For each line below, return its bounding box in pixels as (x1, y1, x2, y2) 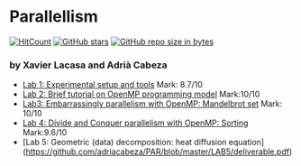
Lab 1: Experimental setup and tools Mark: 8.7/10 (22, 79, 203, 90)
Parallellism (9, 6, 99, 27)
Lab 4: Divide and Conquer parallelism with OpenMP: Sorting (22, 117, 249, 128)
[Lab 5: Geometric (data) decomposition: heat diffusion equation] (22, 137, 264, 148)
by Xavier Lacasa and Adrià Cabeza (9, 59, 168, 71)
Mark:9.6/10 (22, 127, 68, 138)
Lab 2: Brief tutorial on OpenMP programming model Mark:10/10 (22, 88, 260, 100)
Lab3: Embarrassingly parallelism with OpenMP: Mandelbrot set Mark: (22, 98, 283, 109)
